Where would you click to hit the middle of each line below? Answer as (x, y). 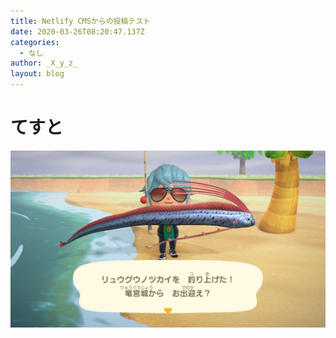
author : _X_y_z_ (44, 63)
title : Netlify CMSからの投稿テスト (80, 21)
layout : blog (37, 74)
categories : (35, 42)
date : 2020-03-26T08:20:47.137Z (77, 31)
